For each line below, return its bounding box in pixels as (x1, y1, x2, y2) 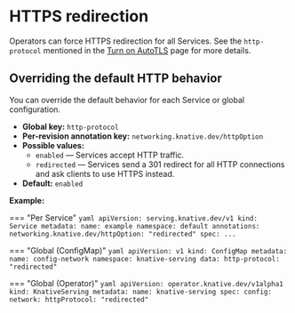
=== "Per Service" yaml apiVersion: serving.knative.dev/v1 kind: (9, 212, 258, 223)
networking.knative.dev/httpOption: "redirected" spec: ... (9, 229, 237, 238)
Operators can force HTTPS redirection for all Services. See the (9, 36, 243, 46)
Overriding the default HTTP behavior (9, 71, 222, 86)
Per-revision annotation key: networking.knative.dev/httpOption (21, 131, 264, 141)
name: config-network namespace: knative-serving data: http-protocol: (9, 254, 280, 263)
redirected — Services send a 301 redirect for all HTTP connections (35, 158, 285, 170)
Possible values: (21, 140, 84, 150)
